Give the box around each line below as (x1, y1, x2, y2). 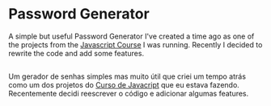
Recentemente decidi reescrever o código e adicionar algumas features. (8, 89, 249, 99)
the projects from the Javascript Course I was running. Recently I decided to (8, 39, 263, 49)
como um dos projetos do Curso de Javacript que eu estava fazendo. (8, 80, 240, 90)
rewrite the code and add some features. (8, 48, 144, 58)
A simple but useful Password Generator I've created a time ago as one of (8, 31, 255, 41)
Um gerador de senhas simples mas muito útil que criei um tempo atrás (8, 71, 247, 81)
